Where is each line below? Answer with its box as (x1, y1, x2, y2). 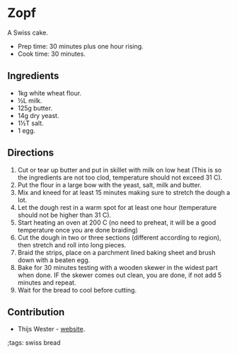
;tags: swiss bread (7, 338, 61, 347)
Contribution (7, 306, 65, 318)
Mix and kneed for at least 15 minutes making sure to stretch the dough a (17, 188, 231, 196)
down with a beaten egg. (17, 256, 91, 264)
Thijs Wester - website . (17, 325, 86, 334)
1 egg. (17, 126, 35, 135)
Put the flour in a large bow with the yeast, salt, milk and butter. (17, 180, 202, 189)
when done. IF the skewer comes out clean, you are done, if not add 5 (17, 271, 222, 279)
